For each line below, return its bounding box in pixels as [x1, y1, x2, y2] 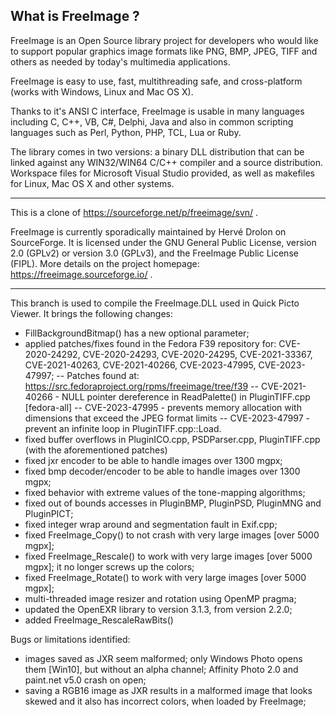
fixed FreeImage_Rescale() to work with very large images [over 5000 [24, 550, 313, 562]
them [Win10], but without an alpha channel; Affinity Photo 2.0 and [24, 663, 299, 675]
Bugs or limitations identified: [10, 633, 131, 645]
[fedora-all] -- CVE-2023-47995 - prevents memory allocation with [24, 401, 302, 413]
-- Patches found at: [56, 369, 140, 381]
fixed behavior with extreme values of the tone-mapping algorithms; [24, 486, 306, 498]
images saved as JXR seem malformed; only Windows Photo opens [24, 652, 303, 664]
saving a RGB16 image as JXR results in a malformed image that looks [24, 684, 313, 696]
